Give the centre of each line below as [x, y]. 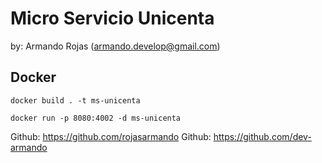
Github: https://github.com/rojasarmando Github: [111, 136]
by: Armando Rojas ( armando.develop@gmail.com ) [115, 46]
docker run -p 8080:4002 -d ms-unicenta [96, 118]
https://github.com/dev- [262, 136]
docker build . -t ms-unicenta [75, 100]
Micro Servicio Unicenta [112, 18]
